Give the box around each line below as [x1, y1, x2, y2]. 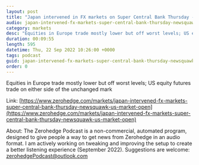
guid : [6, 58, 20, 64]
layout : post [6, 8, 38, 15]
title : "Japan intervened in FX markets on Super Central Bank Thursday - [6, 14, 195, 20]
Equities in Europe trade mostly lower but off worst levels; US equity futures [6, 80, 191, 87]
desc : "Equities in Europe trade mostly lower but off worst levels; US [6, 31, 190, 37]
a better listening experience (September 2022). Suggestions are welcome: [6, 146, 190, 153]
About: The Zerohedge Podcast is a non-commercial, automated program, [6, 127, 187, 134]
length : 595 [6, 42, 36, 48]
